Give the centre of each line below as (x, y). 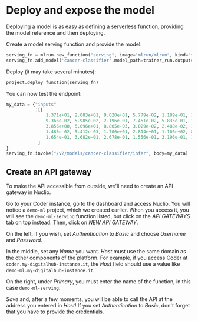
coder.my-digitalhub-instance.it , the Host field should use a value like (93, 264)
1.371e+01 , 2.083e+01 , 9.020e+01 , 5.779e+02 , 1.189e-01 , (117, 115)
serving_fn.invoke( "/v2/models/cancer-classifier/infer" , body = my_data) (97, 153)
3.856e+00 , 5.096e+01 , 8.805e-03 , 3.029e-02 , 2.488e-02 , (117, 126)
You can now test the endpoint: (44, 93)
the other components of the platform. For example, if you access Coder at (97, 258)
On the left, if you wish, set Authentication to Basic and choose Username (96, 234)
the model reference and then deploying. (56, 32)
